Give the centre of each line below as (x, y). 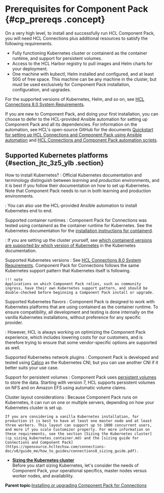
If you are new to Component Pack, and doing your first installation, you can (82, 114)
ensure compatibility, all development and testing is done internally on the (80, 312)
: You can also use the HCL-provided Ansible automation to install (71, 205)
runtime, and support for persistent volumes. (57, 58)
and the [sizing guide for (111, 438)
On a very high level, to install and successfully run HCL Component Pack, (80, 33)
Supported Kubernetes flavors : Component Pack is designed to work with (80, 301)
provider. (14, 322)
